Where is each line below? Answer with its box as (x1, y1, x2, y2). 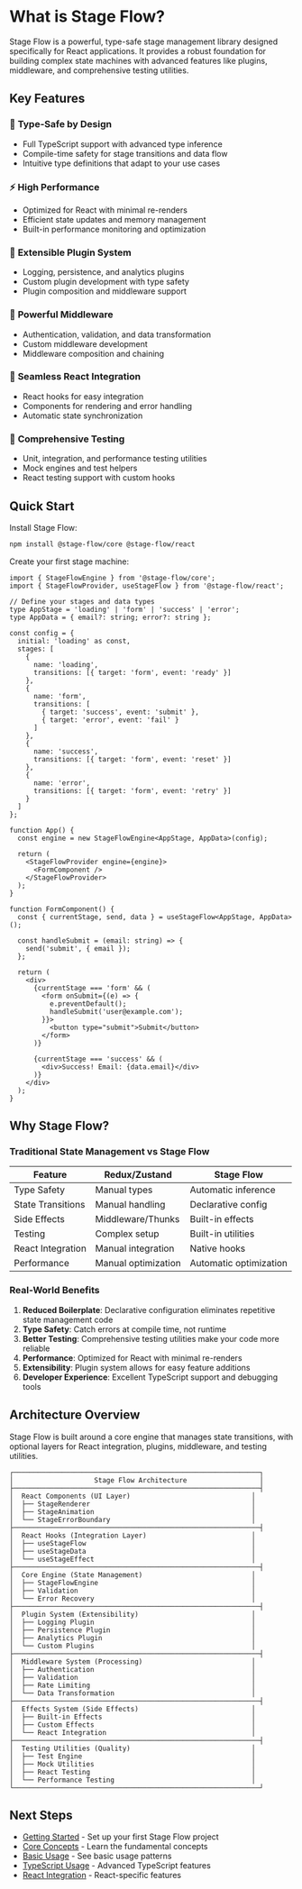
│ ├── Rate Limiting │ (9, 1681, 256, 1690)
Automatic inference (189, 1183, 277, 1196)
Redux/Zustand (104, 1169, 173, 1182)
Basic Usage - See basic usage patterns (22, 1850, 172, 1862)
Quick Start (9, 498, 75, 514)
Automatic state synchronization (22, 410, 143, 421)
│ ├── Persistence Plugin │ (9, 1625, 256, 1635)
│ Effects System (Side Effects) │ (9, 1704, 256, 1713)
